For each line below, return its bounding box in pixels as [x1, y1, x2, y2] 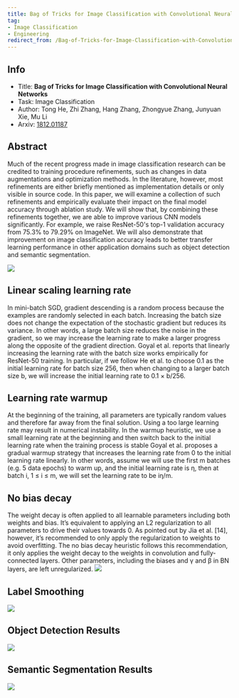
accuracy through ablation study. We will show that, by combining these [7, 204, 218, 214]
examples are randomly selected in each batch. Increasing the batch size [7, 311, 222, 319]
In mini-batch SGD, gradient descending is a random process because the [7, 303, 225, 312]
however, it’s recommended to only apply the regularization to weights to [7, 533, 221, 542]
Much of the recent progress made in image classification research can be [7, 160, 226, 168]
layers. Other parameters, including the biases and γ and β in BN [40, 556, 230, 565]
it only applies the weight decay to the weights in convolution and [7, 549, 199, 558]
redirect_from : [7, 37, 53, 44]
